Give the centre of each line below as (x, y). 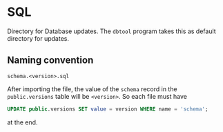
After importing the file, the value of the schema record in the (92, 89)
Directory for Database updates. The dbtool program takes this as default (111, 31)
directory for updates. (38, 38)
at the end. (22, 122)
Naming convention (50, 60)
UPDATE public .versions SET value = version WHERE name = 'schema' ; (108, 109)
